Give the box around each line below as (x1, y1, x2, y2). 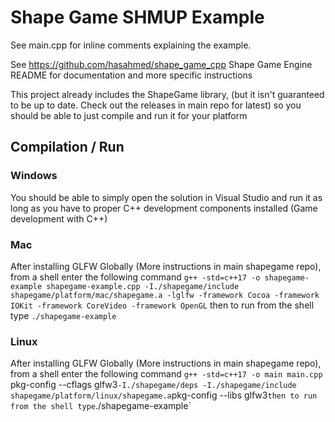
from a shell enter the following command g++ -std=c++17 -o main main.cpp (10, 368, 323, 380)
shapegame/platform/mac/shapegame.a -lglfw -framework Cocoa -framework (10, 290, 320, 300)
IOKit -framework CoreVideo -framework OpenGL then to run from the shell (10, 299, 315, 311)
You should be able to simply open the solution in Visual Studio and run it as (10, 191, 323, 203)
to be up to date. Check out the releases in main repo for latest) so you (10, 99, 302, 111)
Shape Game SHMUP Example (10, 6, 265, 29)
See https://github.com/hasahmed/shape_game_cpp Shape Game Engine (10, 58, 313, 70)
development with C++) (10, 212, 108, 225)
